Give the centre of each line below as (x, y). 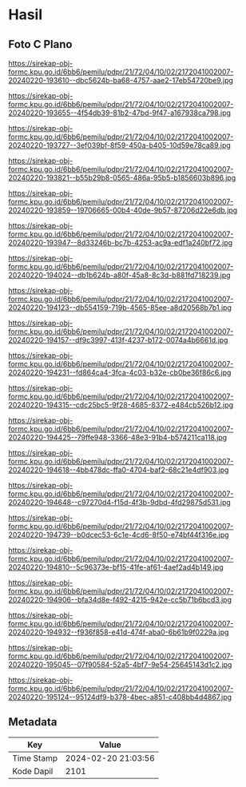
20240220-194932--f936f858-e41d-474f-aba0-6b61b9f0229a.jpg (119, 632)
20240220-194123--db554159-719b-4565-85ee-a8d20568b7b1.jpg (120, 308)
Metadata (33, 722)
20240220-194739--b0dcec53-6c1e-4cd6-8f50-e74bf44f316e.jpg (119, 535)
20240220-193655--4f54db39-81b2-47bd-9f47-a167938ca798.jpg (120, 113)
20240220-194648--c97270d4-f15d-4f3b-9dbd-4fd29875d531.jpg (120, 502)
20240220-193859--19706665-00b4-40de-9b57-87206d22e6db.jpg (123, 210)
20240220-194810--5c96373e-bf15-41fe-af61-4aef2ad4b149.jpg (116, 567)
